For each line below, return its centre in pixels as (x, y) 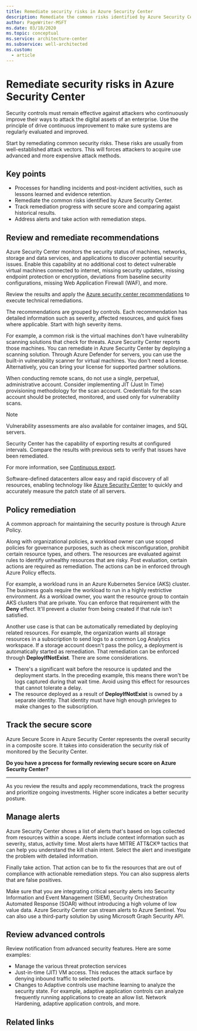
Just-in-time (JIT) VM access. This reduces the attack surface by (94, 972)
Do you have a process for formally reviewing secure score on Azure (91, 763)
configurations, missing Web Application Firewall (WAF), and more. (87, 283)
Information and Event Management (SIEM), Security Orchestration (87, 897)
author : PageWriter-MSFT (36, 22)
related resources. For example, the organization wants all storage (86, 633)
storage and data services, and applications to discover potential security (95, 258)
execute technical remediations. (45, 300)
